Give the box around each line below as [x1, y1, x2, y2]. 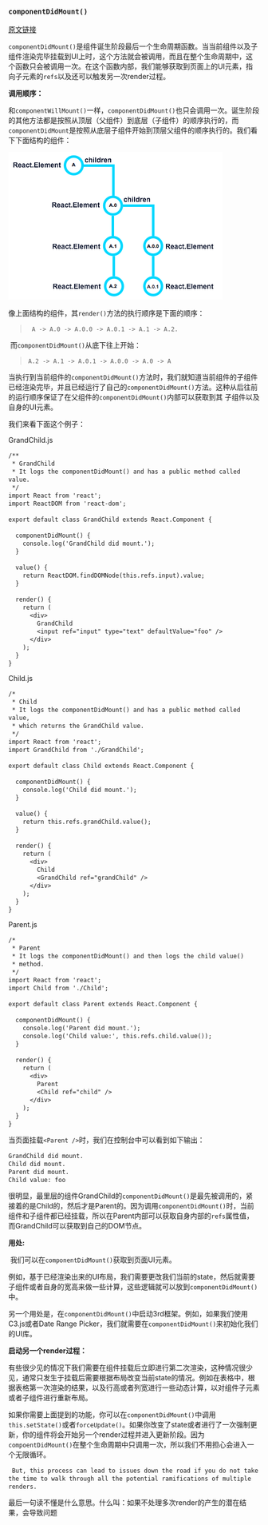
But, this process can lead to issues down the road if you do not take [11, 1467, 259, 1475]
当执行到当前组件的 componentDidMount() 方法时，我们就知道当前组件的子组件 [8, 372, 258, 382]
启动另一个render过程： [8, 1346, 88, 1356]
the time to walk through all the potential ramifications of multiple [8, 1475, 251, 1483]
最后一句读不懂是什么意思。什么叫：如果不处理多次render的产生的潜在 [8, 1498, 240, 1507]
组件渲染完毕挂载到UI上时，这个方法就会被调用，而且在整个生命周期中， [8, 52, 246, 62]
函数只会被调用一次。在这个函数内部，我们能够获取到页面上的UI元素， [14, 62, 246, 71]
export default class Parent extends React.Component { [8, 1001, 198, 1009]
